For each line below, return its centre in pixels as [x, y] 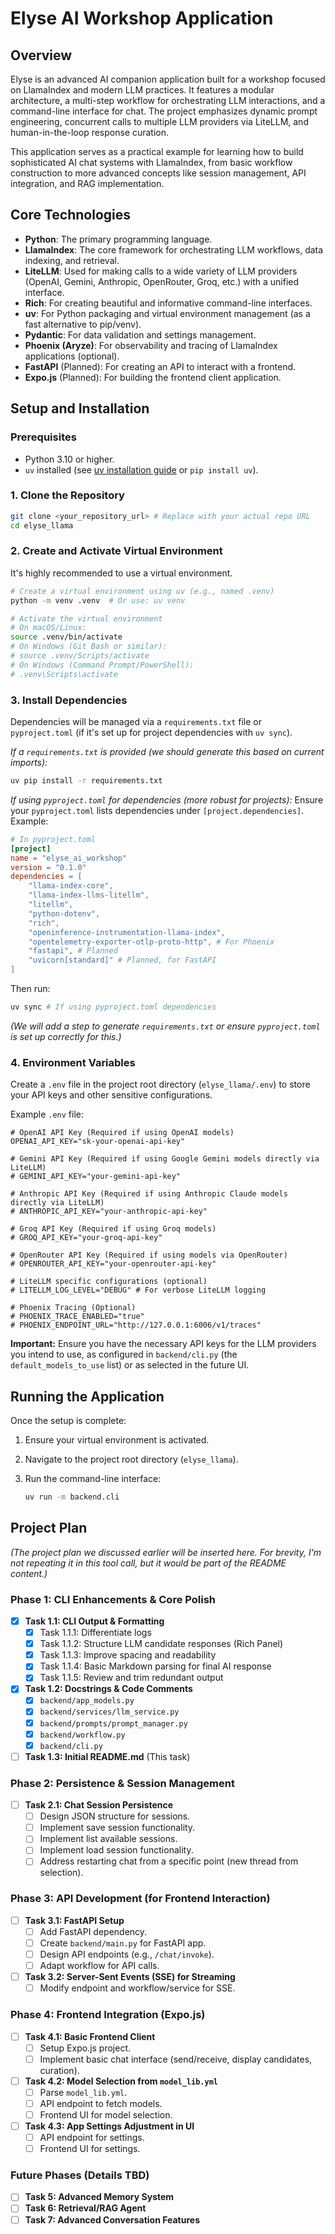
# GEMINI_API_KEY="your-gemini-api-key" [96, 1177]
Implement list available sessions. [108, 1839]
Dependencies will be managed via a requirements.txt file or [136, 722]
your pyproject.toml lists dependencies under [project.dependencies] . [157, 810]
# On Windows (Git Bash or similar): [89, 647]
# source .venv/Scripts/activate [80, 656]
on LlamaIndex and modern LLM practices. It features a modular [142, 90]
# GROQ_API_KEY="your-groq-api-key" [86, 1238]
